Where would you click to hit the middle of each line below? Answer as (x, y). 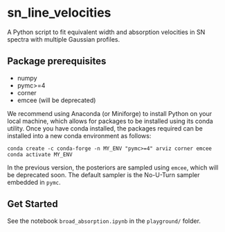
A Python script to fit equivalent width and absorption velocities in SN (106, 32)
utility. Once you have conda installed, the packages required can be (105, 128)
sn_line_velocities (59, 13)
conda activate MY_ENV (40, 154)
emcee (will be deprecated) (56, 100)
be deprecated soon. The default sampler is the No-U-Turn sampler (103, 174)
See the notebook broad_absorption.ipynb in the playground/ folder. (104, 221)
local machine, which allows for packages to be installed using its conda (110, 121)
